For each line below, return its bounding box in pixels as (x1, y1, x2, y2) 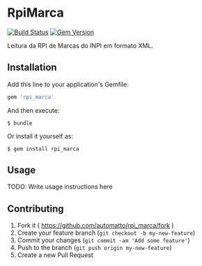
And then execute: (7, 106, 60, 114)
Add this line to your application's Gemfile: (7, 80, 129, 88)
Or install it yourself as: (7, 132, 73, 140)
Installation (7, 61, 57, 74)
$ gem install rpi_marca (7, 145, 79, 152)
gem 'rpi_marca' (7, 93, 54, 100)
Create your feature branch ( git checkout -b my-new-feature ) (17, 228, 196, 237)
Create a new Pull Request (17, 251, 94, 259)
